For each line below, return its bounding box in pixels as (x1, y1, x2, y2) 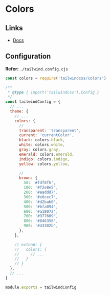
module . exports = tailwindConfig (5, 285, 77, 290)
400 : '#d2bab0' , (24, 199, 58, 205)
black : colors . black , (18, 137, 65, 143)
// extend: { (14, 242, 42, 247)
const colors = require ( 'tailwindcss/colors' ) (5, 76, 106, 81)
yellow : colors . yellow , (18, 161, 70, 167)
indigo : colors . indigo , (18, 156, 70, 162)
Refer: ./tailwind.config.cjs (5, 65, 68, 72)
